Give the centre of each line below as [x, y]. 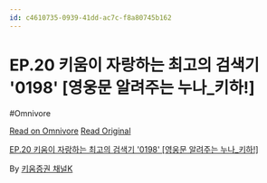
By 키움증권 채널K [41, 169]
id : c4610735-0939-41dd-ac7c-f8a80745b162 [91, 18]
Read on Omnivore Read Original [70, 131]
